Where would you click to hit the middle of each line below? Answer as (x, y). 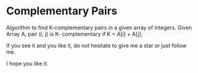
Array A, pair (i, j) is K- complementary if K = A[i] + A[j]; (74, 34)
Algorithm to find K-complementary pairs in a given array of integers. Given (99, 28)
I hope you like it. (27, 63)
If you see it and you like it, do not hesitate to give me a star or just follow (97, 45)
